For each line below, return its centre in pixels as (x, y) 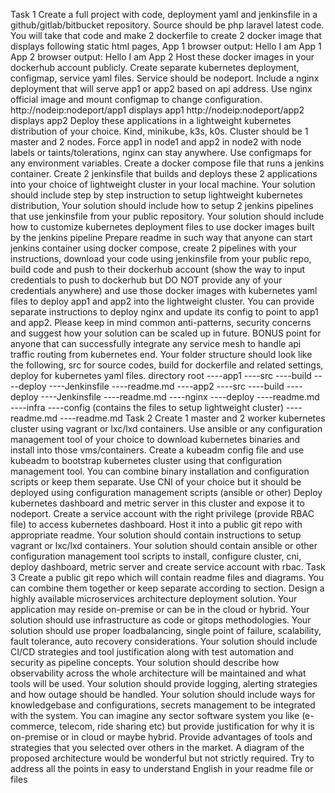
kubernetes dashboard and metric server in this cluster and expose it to (157, 503)
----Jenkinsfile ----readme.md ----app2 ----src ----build (166, 386)
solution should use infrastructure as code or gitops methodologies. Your (161, 620)
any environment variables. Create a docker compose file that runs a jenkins (167, 163)
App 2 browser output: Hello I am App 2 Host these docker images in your (162, 57)
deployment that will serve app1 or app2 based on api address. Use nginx (161, 88)
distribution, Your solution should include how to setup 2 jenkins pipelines (162, 205)
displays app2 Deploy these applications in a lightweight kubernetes (151, 120)
